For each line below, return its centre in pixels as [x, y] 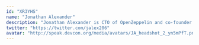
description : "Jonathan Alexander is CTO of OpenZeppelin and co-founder [99, 22]
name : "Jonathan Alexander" [41, 17]
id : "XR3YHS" [22, 11]
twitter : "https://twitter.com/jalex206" [58, 28]
